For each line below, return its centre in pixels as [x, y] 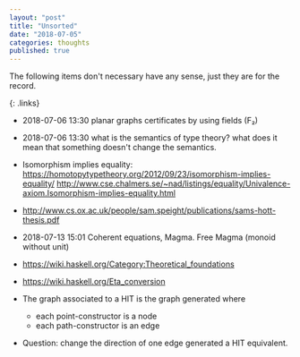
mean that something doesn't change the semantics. [119, 148]
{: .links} [25, 103]
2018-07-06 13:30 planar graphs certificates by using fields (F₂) [140, 121]
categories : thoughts [50, 42]
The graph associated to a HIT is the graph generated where [134, 299]
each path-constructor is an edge [98, 326]
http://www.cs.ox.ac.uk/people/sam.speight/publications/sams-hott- [149, 210]
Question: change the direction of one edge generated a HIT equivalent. [155, 343]
